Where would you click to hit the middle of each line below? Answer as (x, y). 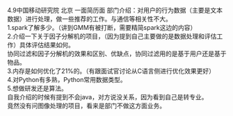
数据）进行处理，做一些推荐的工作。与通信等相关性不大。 (89, 19)
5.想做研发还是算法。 (37, 88)
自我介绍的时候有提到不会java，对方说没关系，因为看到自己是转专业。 (107, 97)
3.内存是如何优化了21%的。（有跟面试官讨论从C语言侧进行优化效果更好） (111, 71)
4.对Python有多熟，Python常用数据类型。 (67, 80)
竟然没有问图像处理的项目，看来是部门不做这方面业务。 (86, 106)
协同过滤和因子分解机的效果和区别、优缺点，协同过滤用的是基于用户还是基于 (117, 53)
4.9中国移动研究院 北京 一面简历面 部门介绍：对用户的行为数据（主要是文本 (115, 10)
